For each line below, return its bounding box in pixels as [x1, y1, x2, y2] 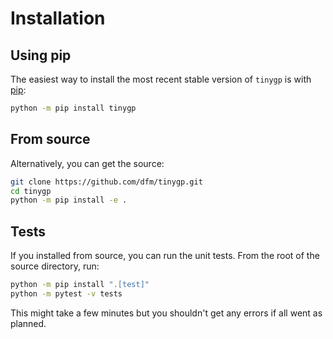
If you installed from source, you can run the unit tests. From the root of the [10, 250, 320, 262]
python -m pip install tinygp [10, 103, 137, 113]
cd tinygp [10, 186, 52, 196]
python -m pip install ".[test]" [10, 280, 150, 290]
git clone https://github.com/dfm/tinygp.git [10, 177, 203, 187]
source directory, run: [10, 260, 100, 272]
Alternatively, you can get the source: [10, 157, 165, 169]
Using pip [10, 47, 72, 64]
